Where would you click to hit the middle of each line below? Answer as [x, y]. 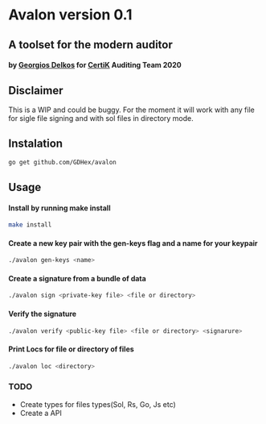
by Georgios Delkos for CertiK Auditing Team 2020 [95, 65]
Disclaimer [36, 90]
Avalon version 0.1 [70, 15]
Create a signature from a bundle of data [77, 278]
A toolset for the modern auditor [90, 45]
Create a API [41, 413]
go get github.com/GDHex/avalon [62, 162]
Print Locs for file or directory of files [71, 349]
